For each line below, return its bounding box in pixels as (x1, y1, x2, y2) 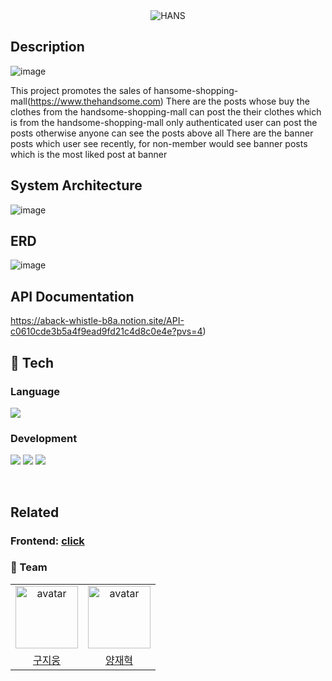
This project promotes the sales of (10, 84, 152, 96)
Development (10, 431, 78, 445)
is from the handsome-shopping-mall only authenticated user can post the (10, 116, 318, 128)
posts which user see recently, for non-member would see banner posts (10, 137, 308, 149)
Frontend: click (10, 534, 85, 548)
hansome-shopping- (153, 84, 239, 96)
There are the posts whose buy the (165, 95, 310, 107)
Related (10, 504, 60, 521)
